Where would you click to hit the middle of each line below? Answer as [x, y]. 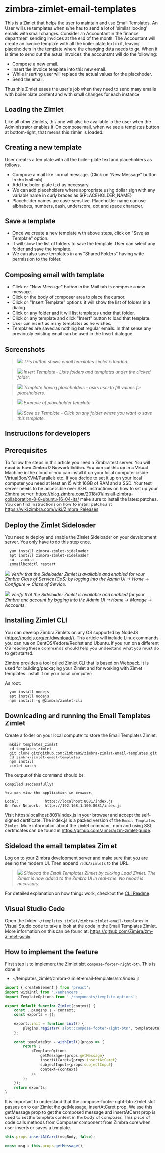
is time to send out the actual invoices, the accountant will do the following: [81, 54]
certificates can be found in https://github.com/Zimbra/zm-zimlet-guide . [78, 830]
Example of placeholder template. [58, 403]
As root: [13, 683]
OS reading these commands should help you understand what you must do [82, 648]
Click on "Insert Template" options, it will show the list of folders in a [81, 302]
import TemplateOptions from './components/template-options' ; [71, 997]
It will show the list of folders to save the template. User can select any [84, 244]
